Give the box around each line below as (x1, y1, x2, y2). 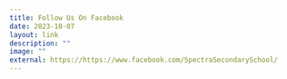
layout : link (9, 30, 59, 39)
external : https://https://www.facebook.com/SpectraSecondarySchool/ (9, 55, 279, 64)
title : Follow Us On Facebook (9, 13, 124, 23)
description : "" (9, 38, 71, 48)
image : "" (9, 47, 47, 56)
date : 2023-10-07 (9, 22, 75, 31)
